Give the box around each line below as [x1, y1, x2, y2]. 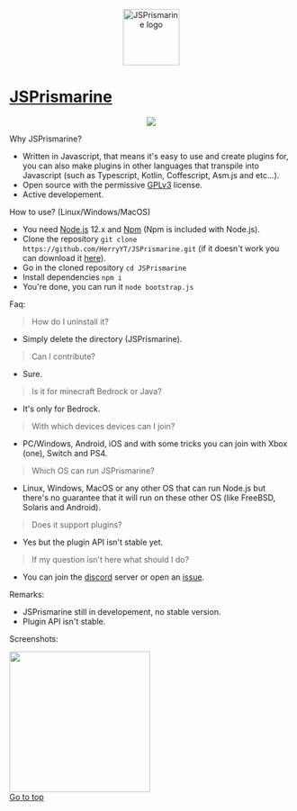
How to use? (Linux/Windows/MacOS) [9, 206, 151, 217]
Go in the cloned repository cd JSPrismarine [22, 262, 187, 273]
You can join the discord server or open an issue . [22, 572, 205, 582]
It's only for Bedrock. [22, 403, 101, 414]
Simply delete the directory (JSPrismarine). [22, 333, 183, 344]
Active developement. [22, 189, 104, 200]
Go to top [9, 791, 44, 802]
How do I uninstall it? [31, 316, 110, 327]
